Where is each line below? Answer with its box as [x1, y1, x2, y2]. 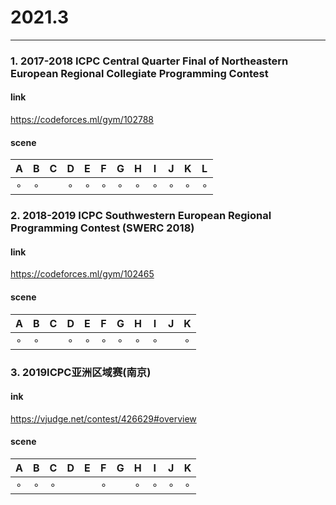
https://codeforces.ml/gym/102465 [10, 268, 155, 280]
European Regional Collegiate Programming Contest [10, 66, 269, 80]
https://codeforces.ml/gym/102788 [10, 114, 155, 126]
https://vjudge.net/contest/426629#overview [10, 412, 197, 425]
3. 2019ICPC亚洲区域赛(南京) [10, 365, 152, 379]
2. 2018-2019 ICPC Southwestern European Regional [10, 209, 272, 223]
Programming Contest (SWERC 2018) [10, 221, 195, 235]
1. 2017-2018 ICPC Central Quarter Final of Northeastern [10, 54, 289, 68]
